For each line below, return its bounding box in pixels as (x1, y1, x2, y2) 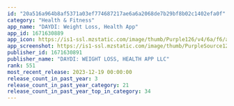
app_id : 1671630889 (7, 29, 64, 37)
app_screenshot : (7, 43, 54, 50)
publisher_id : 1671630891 (7, 50, 82, 56)
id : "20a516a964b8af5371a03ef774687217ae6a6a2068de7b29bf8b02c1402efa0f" (7, 10, 226, 17)
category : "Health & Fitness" (7, 17, 95, 24)
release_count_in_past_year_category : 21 (7, 82, 130, 89)
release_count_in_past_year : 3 (7, 75, 98, 82)
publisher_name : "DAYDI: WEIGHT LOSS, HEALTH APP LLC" (7, 56, 170, 63)
